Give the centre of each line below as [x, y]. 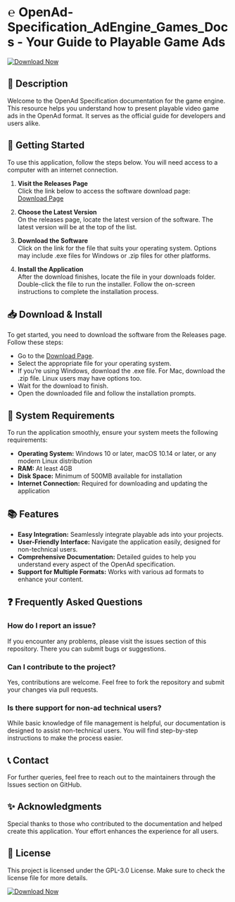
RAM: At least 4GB [45, 469]
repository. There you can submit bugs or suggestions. [87, 649]
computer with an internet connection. [63, 170]
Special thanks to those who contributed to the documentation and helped [115, 823]
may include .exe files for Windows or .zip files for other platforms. [114, 255]
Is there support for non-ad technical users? [84, 708]
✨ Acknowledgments [55, 807]
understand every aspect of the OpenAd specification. [96, 564]
